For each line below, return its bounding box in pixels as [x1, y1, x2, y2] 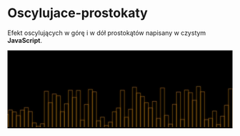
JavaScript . [7, 36, 43, 44]
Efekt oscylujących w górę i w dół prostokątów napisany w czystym [7, 28, 206, 37]
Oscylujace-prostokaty [7, 5, 148, 21]
